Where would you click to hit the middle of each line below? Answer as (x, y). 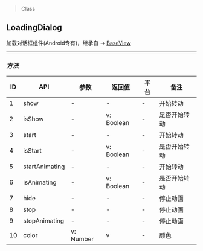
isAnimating (40, 182)
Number (82, 239)
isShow (34, 119)
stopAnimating (44, 221)
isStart (33, 151)
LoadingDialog (34, 27)
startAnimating (44, 167)
